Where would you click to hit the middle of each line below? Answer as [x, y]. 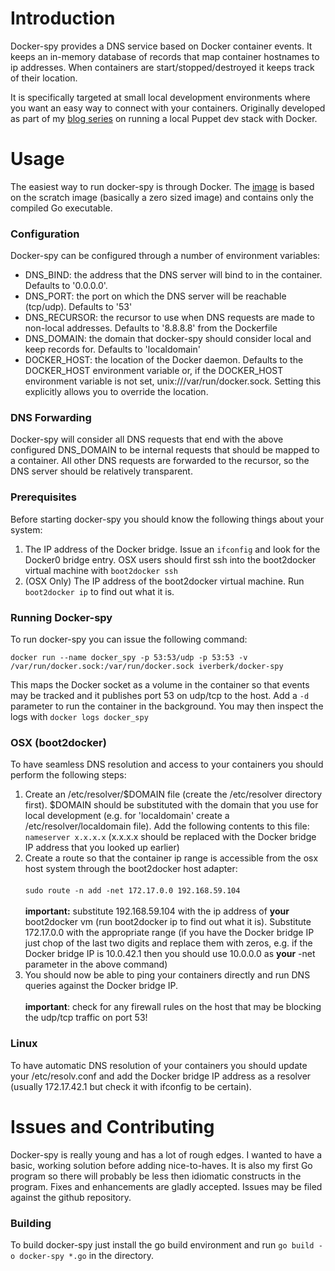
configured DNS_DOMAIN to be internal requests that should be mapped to [165, 450]
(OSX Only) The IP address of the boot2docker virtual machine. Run [164, 581]
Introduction [63, 18]
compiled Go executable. [61, 208]
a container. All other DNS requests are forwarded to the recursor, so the [160, 461]
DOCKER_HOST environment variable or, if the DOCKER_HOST [154, 371]
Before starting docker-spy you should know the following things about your [167, 519]
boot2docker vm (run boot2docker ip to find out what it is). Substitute [168, 922]
